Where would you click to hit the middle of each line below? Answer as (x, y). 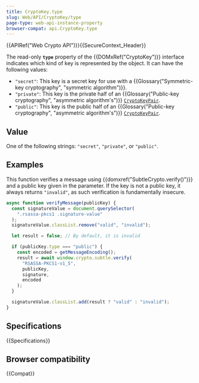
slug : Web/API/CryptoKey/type (44, 17)
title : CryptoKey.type (34, 12)
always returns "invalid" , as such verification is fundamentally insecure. (96, 192)
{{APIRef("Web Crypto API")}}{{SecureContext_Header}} (76, 45)
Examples (25, 165)
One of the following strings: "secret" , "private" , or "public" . (82, 146)
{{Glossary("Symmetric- (163, 81)
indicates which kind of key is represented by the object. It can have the (95, 63)
